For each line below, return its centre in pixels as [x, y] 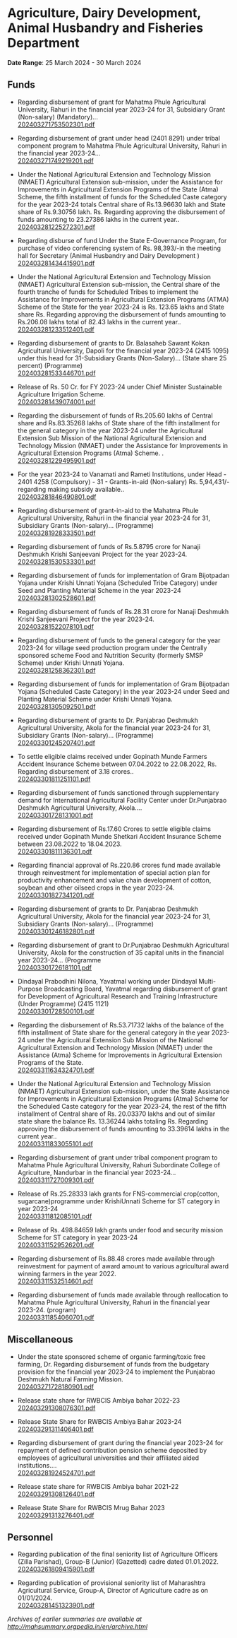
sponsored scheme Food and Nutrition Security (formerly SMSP [110, 655]
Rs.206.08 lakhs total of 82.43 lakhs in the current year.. [99, 322]
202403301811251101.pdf [54, 779]
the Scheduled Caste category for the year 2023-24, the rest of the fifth [122, 1106]
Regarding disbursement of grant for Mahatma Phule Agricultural [112, 102]
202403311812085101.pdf [55, 1216]
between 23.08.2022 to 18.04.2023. [69, 844]
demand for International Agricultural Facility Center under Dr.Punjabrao [122, 800]
